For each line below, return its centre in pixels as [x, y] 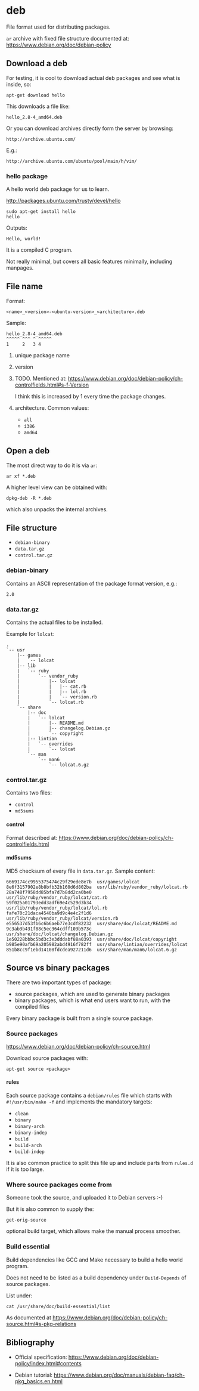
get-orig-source [26, 1220]
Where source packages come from [59, 1185]
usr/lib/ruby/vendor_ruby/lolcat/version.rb [62, 918]
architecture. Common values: [52, 408]
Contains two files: [29, 793]
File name [25, 287]
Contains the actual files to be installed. [55, 622]
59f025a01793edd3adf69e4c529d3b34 [49, 902]
